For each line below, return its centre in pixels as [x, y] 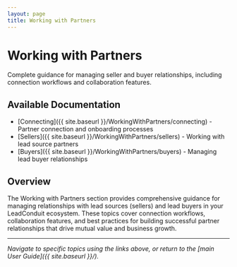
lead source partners [48, 144]
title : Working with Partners [52, 20]
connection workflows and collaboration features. [79, 83]
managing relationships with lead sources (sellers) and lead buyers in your [115, 206]
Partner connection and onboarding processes [85, 129]
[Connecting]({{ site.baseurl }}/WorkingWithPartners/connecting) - [115, 121]
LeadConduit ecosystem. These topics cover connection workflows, [107, 213]
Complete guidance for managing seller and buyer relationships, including [115, 75]
